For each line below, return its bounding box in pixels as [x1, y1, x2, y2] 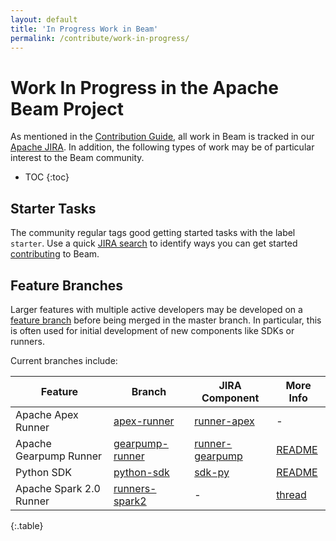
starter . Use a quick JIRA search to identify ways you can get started [10, 237, 298, 250]
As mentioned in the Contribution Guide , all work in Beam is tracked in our [10, 131, 315, 143]
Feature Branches [10, 277, 124, 294]
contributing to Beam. [10, 248, 100, 260]
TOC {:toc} [24, 171, 70, 183]
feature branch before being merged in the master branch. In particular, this [10, 314, 322, 326]
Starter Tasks [10, 200, 97, 217]
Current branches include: [10, 354, 118, 366]
